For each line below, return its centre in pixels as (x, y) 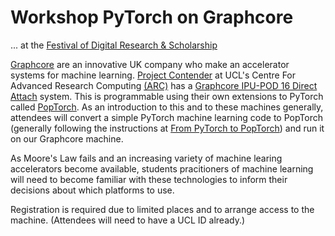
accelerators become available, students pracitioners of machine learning (162, 168)
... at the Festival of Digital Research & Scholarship (114, 45)
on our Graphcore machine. (67, 138)
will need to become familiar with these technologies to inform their (149, 179)
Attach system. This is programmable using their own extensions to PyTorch (167, 96)
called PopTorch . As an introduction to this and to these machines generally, (167, 107)
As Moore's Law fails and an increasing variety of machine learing (146, 158)
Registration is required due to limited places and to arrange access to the (162, 209)
